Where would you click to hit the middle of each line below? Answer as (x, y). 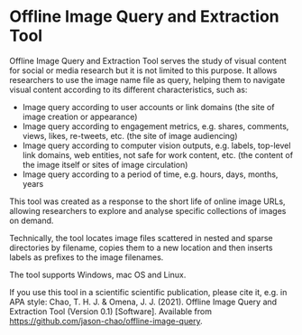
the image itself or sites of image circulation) (105, 164)
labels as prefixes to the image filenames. (87, 257)
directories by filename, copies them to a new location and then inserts (141, 247)
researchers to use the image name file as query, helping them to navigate (147, 79)
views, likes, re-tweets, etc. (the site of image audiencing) (130, 135)
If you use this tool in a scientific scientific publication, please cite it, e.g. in (148, 292)
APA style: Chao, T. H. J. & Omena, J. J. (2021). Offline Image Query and (143, 302)
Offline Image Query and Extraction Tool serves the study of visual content (148, 60)
